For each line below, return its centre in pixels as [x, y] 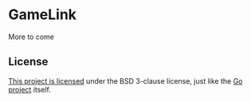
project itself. [30, 89]
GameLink [43, 15]
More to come [31, 37]
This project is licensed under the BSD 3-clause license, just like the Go [125, 80]
